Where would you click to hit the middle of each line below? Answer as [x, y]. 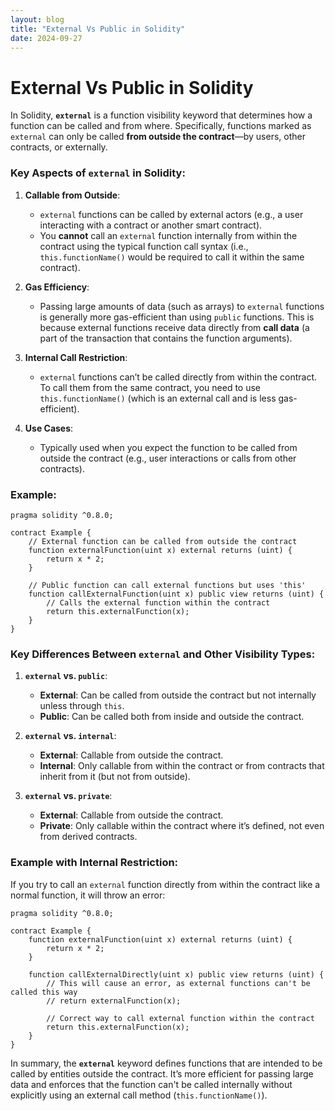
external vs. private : [68, 796]
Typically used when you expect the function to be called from [168, 447]
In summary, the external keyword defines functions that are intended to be [166, 1063]
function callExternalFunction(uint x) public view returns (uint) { [176, 594]
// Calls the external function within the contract [158, 602]
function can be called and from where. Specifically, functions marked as [161, 126]
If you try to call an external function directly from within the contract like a [165, 884]
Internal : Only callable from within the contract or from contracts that [182, 766]
